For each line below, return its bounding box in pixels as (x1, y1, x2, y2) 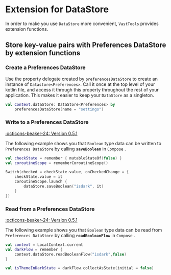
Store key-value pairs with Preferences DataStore (5, 41, 166, 50)
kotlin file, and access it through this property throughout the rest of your (5, 86, 159, 93)
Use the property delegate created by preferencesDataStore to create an (5, 76, 158, 82)
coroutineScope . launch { (14, 179, 67, 185)
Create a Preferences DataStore (5, 64, 86, 71)
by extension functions (5, 49, 81, 57)
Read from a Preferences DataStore (5, 205, 95, 213)
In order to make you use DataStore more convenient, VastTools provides (5, 20, 159, 27)
